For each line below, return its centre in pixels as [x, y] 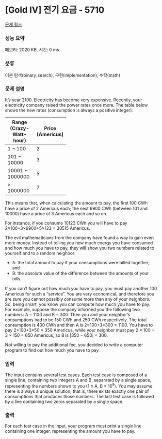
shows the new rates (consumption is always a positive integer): [69, 110]
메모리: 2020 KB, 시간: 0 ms [32, 50]
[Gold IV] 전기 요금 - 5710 [55, 10]
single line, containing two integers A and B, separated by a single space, [78, 380]
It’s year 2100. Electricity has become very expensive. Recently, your [73, 100]
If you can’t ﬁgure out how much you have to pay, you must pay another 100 [81, 288]
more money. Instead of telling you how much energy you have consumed [79, 243]
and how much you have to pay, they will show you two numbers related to [80, 248]
